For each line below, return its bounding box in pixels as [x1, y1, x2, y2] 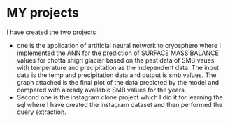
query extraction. [16, 108, 67, 116]
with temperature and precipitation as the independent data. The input [16, 63, 220, 72]
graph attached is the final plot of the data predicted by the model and [16, 78, 220, 86]
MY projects [6, 5, 80, 21]
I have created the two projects [6, 28, 96, 36]
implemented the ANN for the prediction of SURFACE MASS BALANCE [16, 49, 220, 57]
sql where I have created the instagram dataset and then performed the [16, 100, 223, 108]
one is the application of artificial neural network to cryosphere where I [16, 41, 222, 49]
